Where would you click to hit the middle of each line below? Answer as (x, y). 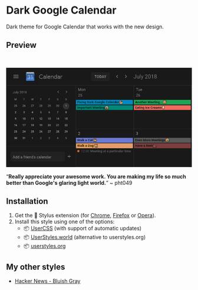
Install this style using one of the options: (65, 221)
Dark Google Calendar (61, 10)
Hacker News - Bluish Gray (47, 281)
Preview (22, 45)
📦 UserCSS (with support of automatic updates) (82, 229)
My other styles (36, 267)
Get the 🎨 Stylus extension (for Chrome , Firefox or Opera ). (85, 216)
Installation (27, 201)
